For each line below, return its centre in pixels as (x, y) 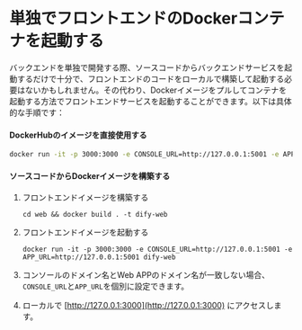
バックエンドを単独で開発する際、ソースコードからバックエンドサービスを (147, 67)
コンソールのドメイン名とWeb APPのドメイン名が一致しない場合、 (146, 275)
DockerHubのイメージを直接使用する (78, 135)
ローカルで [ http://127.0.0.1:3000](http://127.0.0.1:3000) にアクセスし (148, 306)
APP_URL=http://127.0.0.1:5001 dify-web (99, 257)
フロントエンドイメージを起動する (85, 232)
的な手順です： (37, 112)
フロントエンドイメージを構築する (85, 198)
